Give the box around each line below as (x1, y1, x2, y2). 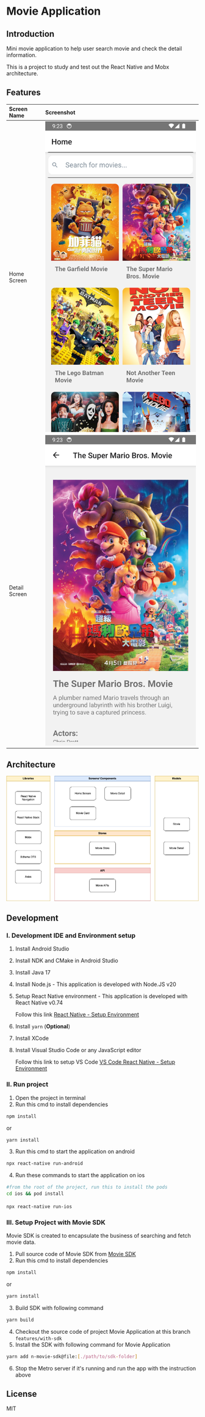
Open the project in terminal (15, 1094, 86, 1101)
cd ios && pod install (6, 1191, 64, 1197)
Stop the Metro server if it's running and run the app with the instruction (15, 1364, 196, 1372)
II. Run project (6, 1080, 49, 1089)
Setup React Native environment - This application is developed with (15, 993, 188, 1000)
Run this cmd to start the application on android (15, 1148, 135, 1155)
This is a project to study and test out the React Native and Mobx (6, 63, 170, 70)
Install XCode (15, 1034, 49, 1042)
